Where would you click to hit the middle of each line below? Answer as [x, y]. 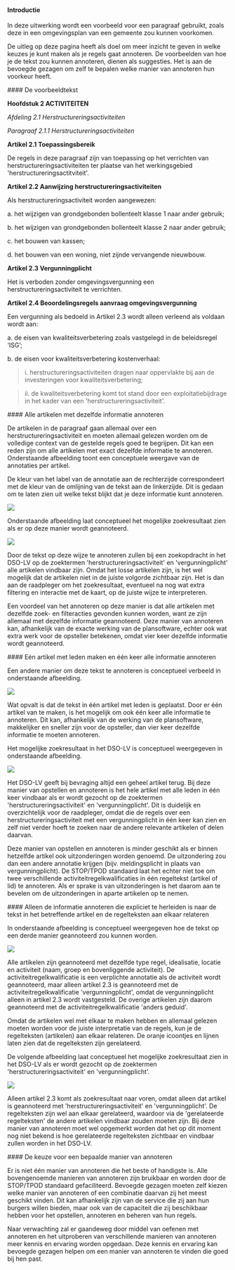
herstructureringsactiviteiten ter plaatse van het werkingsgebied [100, 166]
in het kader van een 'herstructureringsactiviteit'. [95, 401]
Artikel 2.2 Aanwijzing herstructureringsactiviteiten [85, 187]
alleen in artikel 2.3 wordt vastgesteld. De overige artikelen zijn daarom [110, 1000]
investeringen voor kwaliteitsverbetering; [83, 380]
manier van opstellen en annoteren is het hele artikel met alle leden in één [114, 790]
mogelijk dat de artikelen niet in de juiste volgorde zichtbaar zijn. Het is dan [116, 578]
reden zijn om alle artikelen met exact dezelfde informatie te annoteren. [110, 451]
